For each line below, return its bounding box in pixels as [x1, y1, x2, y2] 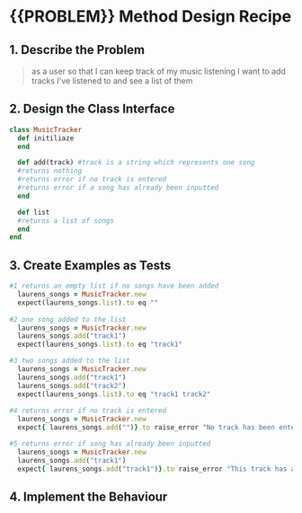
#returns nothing [17, 166, 83, 176]
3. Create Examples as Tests [9, 258, 172, 273]
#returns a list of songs [17, 216, 115, 226]
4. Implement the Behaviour [9, 489, 168, 504]
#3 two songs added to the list [9, 357, 130, 366]
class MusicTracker [9, 125, 83, 134]
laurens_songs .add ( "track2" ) [17, 381, 127, 390]
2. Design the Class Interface [9, 102, 175, 117]
